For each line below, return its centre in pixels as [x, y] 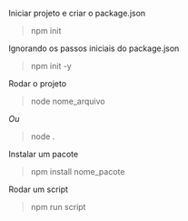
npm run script [58, 207]
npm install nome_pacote [78, 171]
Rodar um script [39, 189]
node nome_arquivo [68, 101]
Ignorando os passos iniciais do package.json [94, 48]
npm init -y [51, 66]
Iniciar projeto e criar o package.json [77, 13]
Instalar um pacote [44, 154]
